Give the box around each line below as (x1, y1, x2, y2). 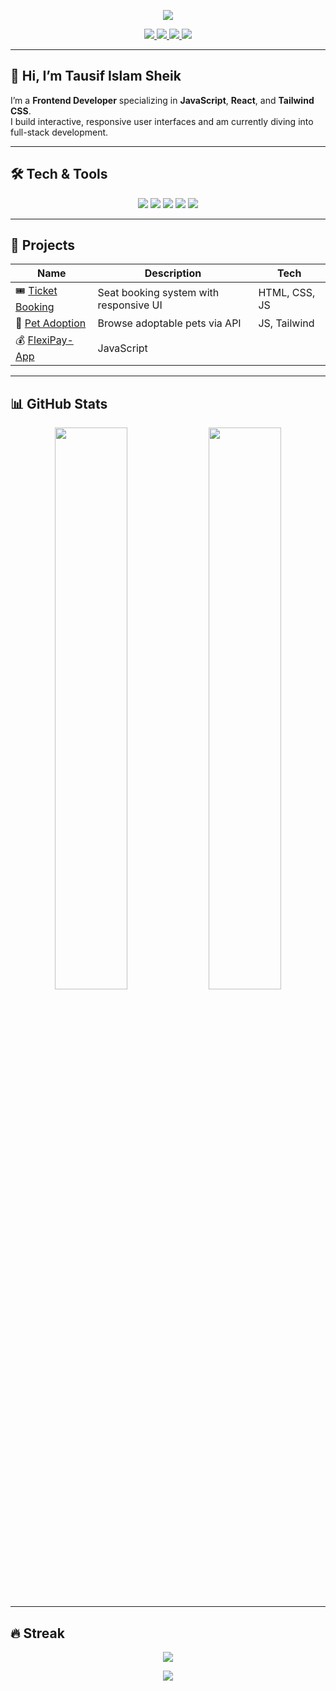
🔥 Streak (10, 1625, 65, 1642)
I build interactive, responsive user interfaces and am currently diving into (10, 115, 314, 127)
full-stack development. (10, 126, 109, 138)
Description (144, 266, 202, 280)
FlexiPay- (27, 333, 74, 347)
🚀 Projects (10, 237, 76, 254)
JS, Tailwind (258, 316, 315, 330)
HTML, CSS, (258, 285, 316, 299)
